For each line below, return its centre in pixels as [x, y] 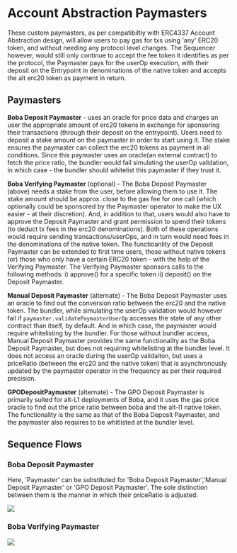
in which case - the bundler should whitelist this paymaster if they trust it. [114, 170]
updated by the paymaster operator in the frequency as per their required [114, 371]
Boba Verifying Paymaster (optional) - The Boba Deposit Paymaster [107, 184]
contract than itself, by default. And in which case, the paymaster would [112, 325]
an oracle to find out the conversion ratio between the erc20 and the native [117, 303]
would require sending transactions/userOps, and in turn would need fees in [118, 236]
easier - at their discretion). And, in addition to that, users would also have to [119, 213]
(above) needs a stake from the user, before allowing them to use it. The [112, 191]
